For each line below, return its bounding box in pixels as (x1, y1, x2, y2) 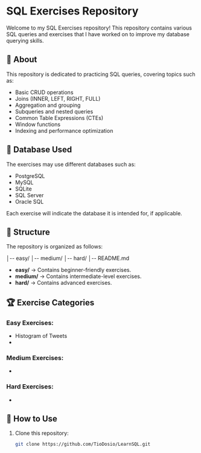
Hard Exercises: (6, 382, 54, 391)
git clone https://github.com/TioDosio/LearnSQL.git (14, 442, 151, 448)
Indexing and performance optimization (14, 127, 113, 134)
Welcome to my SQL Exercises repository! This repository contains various (6, 24, 192, 31)
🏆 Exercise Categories (6, 297, 95, 308)
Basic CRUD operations (14, 89, 74, 96)
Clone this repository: (14, 429, 69, 437)
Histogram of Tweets (14, 332, 68, 340)
